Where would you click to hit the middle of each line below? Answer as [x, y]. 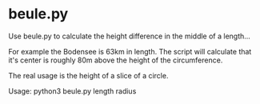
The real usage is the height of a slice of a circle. [88, 75]
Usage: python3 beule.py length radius [72, 91]
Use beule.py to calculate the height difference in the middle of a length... [129, 36]
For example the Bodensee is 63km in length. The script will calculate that [130, 51]
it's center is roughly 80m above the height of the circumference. [116, 60]
